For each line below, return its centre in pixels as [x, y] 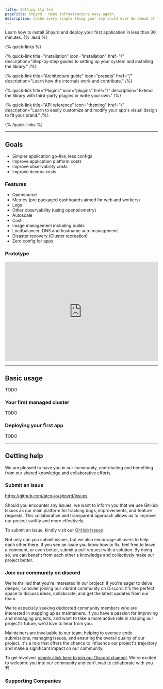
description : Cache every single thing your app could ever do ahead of [80, 18]
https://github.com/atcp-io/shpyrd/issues [46, 496]
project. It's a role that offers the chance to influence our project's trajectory [81, 643]
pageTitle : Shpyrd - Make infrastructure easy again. [61, 14]
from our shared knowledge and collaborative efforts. [58, 473]
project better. [19, 560]
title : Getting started [29, 9]
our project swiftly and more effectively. [45, 521]
